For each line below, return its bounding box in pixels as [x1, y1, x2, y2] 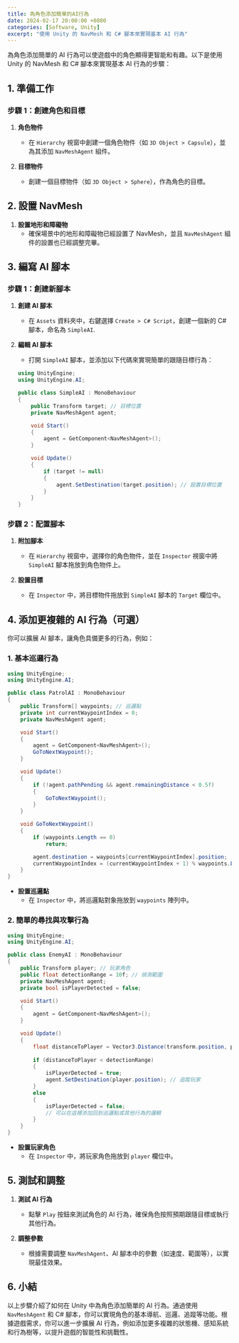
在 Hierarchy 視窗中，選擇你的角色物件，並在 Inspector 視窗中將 [28, 552, 218, 561]
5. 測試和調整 [7, 1174, 65, 1187]
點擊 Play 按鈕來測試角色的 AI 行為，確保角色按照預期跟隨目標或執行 [28, 1210, 229, 1219]
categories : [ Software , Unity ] [7, 23, 100, 31]
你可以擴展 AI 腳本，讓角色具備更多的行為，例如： [7, 634, 154, 642]
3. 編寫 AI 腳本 [7, 261, 70, 273]
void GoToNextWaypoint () [20, 821, 94, 828]
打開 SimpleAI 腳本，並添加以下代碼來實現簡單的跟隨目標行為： [28, 356, 213, 364]
